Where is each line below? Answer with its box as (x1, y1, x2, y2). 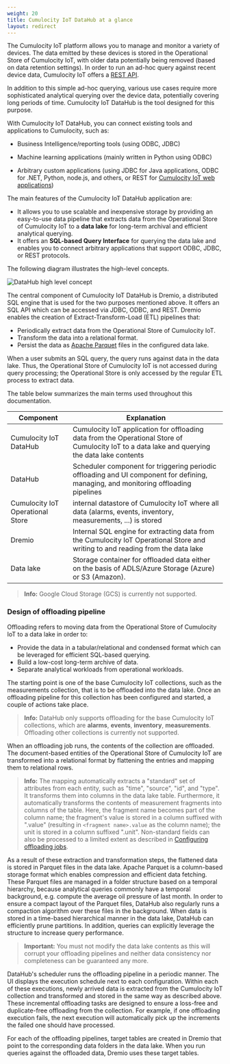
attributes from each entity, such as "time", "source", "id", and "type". (23, 784, 220, 792)
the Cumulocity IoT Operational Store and (73, 535, 205, 545)
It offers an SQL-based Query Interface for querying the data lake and (16, 237, 216, 245)
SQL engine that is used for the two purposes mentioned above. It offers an (7, 299, 220, 307)
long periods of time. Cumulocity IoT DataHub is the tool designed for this (7, 99, 215, 107)
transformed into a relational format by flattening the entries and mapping (7, 756, 214, 764)
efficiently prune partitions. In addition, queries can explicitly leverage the (7, 921, 214, 929)
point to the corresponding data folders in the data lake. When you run (7, 1041, 205, 1050)
